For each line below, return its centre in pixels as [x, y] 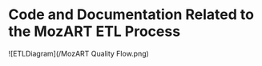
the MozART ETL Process [95, 31]
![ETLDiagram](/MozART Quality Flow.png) [79, 53]
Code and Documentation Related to [131, 15]
